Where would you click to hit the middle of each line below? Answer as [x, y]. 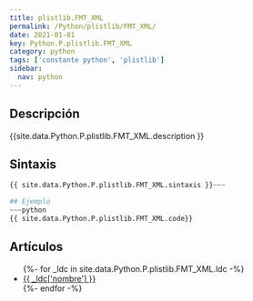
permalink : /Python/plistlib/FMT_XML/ [83, 26]
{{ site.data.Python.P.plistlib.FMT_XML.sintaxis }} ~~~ [117, 186]
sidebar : [26, 69]
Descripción [45, 114]
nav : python [40, 77]
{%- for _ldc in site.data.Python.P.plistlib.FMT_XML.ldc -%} [133, 268]
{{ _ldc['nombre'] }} [59, 278]
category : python [42, 52]
